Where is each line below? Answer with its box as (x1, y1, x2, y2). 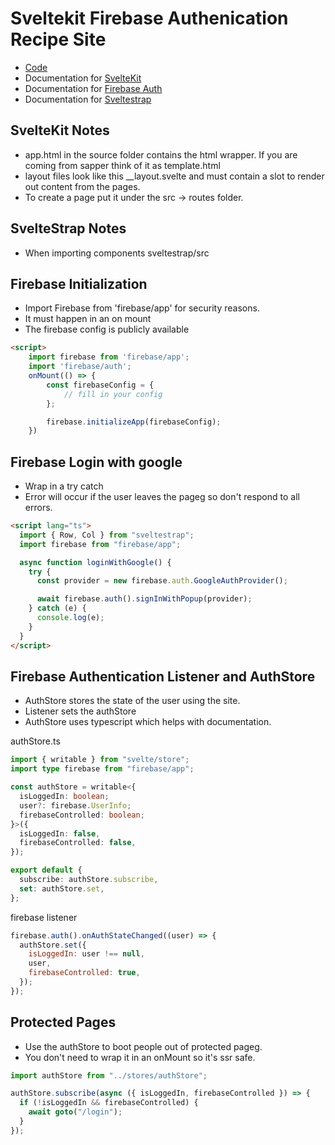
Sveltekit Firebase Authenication (10, 7, 289, 30)
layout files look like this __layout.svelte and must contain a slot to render (24, 170, 325, 182)
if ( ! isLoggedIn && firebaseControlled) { (19, 1098, 199, 1108)
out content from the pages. (24, 180, 141, 192)
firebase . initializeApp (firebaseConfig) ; (46, 417, 222, 427)
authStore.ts (10, 735, 61, 747)
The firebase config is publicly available (24, 323, 190, 336)
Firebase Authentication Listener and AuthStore (10, 668, 316, 685)
